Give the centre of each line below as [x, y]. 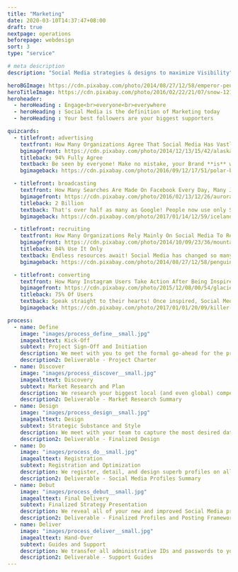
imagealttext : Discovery [57, 379]
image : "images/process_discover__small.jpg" [89, 373]
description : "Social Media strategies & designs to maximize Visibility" [120, 73]
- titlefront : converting [52, 275]
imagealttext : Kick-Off [55, 341]
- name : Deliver [38, 525]
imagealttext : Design [52, 419]
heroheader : [25, 99]
